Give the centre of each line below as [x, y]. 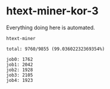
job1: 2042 [20, 65]
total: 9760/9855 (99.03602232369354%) [56, 49]
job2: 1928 [20, 70]
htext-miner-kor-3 [52, 11]
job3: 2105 [20, 75]
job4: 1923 [20, 80]
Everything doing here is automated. [51, 27]
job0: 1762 [20, 59]
